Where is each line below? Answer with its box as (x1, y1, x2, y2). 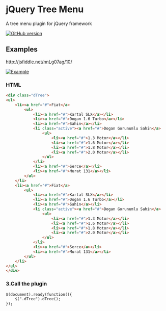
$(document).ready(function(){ (6, 292, 72, 297)
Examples (6, 45, 38, 54)
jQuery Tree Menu (6, 4, 84, 15)
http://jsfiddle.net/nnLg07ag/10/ (6, 59, 73, 65)
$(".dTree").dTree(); (15, 297, 61, 302)
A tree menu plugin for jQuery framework (6, 20, 92, 27)
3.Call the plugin (6, 280, 47, 288)
